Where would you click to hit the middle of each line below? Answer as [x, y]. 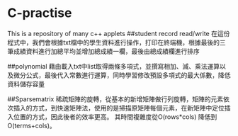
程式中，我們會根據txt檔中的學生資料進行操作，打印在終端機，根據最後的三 [117, 42]
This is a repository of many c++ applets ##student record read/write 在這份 [119, 33]
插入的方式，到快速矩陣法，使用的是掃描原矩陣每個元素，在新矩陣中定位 [119, 108]
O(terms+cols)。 [32, 125]
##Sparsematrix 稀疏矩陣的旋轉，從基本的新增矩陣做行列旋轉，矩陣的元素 [115, 99]
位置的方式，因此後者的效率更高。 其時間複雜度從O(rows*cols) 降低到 [115, 117]
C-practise [40, 13]
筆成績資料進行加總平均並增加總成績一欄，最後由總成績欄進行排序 [103, 51]
